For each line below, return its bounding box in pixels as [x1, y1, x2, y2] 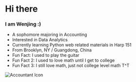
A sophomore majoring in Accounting [12, 32, 87, 37]
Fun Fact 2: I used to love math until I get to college [12, 57, 115, 64]
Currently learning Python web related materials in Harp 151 [12, 42, 132, 48]
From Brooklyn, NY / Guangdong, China [12, 47, 92, 53]
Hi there [5, 3, 38, 15]
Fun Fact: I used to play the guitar [12, 52, 79, 58]
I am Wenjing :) [5, 21, 41, 28]
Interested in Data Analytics [12, 37, 68, 43]
